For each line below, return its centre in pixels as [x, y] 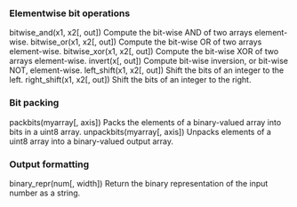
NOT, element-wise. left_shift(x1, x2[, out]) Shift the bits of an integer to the [147, 70]
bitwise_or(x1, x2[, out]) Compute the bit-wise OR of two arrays [146, 42]
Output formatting [49, 164]
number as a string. [45, 193]
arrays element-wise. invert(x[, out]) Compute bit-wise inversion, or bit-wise [149, 61]
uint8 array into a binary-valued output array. [91, 141]
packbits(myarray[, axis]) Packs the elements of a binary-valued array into [145, 122]
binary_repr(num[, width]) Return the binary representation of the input [139, 183]
